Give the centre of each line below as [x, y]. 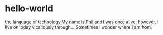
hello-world [29, 9]
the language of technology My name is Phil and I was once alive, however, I [82, 22]
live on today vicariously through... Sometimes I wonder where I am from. [79, 27]
